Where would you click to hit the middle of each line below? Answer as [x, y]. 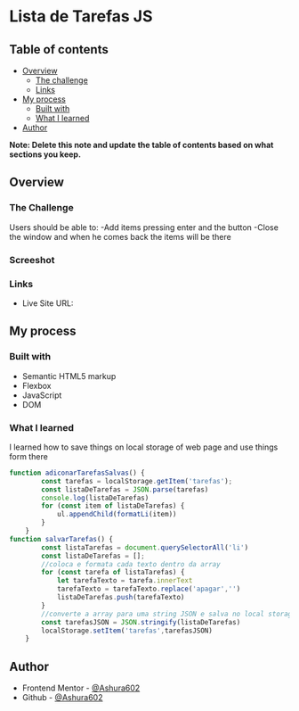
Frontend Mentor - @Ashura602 [81, 688]
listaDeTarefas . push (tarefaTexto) [121, 598]
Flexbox [36, 385]
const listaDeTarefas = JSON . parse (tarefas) [125, 489]
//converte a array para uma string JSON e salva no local [153, 614]
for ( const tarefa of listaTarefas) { [113, 573]
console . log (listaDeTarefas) [95, 498]
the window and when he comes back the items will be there [120, 236]
